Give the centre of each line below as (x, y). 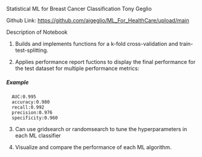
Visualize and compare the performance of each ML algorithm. (93, 147)
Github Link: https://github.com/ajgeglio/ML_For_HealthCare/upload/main (98, 20)
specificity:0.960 (35, 118)
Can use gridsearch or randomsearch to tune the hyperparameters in (101, 129)
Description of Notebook (37, 32)
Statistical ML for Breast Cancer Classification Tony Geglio (79, 9)
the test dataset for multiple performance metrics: (77, 68)
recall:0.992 (28, 107)
